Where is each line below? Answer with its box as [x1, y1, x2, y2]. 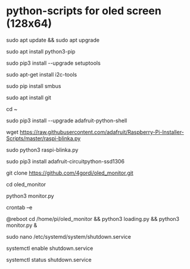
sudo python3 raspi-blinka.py [6, 146, 79, 153]
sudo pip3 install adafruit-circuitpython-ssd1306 [6, 157, 125, 164]
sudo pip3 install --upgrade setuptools [6, 59, 101, 67]
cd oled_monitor [6, 181, 46, 188]
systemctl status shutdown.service [6, 256, 92, 263]
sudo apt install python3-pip [6, 48, 76, 55]
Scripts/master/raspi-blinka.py [6, 135, 81, 142]
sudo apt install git [6, 94, 52, 101]
